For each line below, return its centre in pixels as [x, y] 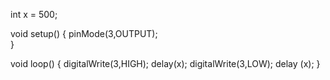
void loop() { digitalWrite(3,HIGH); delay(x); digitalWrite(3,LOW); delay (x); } [165, 63]
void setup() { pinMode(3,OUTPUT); [84, 33]
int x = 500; [34, 14]
